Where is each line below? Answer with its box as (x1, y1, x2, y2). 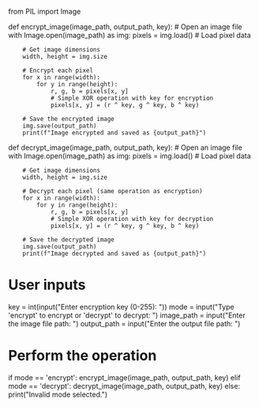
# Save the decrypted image (22, 236, 114, 244)
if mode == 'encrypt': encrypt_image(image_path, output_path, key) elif (8, 372, 241, 382)
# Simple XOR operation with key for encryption (50, 94, 214, 102)
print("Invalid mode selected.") (8, 390, 108, 399)
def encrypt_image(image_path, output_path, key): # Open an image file (8, 22, 242, 31)
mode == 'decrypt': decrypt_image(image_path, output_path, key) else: (8, 381, 241, 390)
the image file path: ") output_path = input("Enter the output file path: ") (8, 318, 241, 328)
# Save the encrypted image (22, 115, 114, 123)
